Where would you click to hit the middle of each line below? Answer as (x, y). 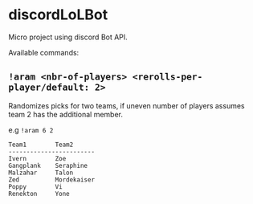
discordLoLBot (58, 15)
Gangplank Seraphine (48, 165)
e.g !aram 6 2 (31, 129)
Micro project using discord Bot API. (68, 37)
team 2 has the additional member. (65, 114)
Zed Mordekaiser (51, 180)
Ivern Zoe (37, 158)
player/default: (49, 88)
